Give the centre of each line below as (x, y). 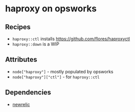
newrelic (21, 104)
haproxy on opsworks (51, 9)
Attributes (21, 60)
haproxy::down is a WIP (36, 44)
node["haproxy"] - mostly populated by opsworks (63, 71)
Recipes (18, 27)
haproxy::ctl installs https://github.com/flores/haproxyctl (71, 39)
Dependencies (28, 92)
